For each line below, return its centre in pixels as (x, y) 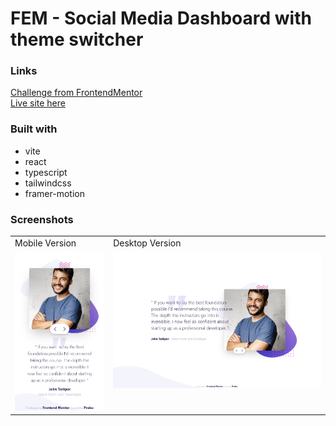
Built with (34, 129)
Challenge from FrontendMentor (76, 93)
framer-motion (54, 193)
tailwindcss (48, 183)
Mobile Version (45, 243)
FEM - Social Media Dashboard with (161, 18)
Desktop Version (147, 243)
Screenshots (42, 219)
